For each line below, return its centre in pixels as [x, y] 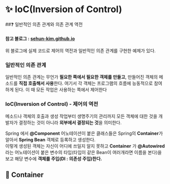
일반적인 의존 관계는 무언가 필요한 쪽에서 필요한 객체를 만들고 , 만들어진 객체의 [81, 77]
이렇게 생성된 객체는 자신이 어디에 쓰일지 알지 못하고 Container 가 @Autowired [85, 146]
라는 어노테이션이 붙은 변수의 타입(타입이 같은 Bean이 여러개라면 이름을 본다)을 [83, 152]
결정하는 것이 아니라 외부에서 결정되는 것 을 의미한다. [70, 122]
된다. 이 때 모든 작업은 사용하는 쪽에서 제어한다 [61, 90]
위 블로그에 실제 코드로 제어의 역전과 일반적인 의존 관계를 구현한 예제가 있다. [81, 51]
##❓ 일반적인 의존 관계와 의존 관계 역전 [44, 24]
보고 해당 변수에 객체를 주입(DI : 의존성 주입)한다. [54, 159]
